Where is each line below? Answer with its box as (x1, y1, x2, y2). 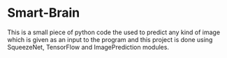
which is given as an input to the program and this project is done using (7, 35, 213, 43)
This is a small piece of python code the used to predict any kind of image (7, 28, 221, 36)
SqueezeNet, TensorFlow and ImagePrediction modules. (7, 43, 170, 51)
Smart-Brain (7, 5, 80, 21)
